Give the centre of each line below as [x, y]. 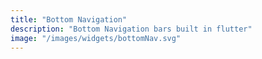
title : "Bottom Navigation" [69, 19]
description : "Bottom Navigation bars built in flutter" [131, 29]
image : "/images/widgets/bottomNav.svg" [96, 38]
